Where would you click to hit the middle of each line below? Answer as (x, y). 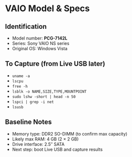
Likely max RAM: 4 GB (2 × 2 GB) (45, 139)
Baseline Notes (28, 122)
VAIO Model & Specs (47, 9)
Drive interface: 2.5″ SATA (38, 144)
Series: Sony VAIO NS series (41, 43)
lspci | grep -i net (33, 102)
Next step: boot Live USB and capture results (57, 149)
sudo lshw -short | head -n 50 (44, 97)
